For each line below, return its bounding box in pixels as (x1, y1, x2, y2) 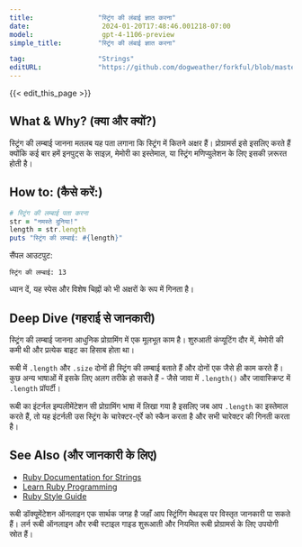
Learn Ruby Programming (22, 481, 118, 492)
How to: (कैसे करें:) (9, 185, 103, 200)
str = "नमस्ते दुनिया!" (9, 217, 78, 226)
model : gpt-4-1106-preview (9, 30, 175, 39)
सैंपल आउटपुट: (9, 250, 53, 261)
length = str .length (9, 225, 87, 234)
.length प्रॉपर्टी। (9, 382, 61, 393)
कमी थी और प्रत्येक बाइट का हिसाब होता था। (9, 344, 135, 355)
